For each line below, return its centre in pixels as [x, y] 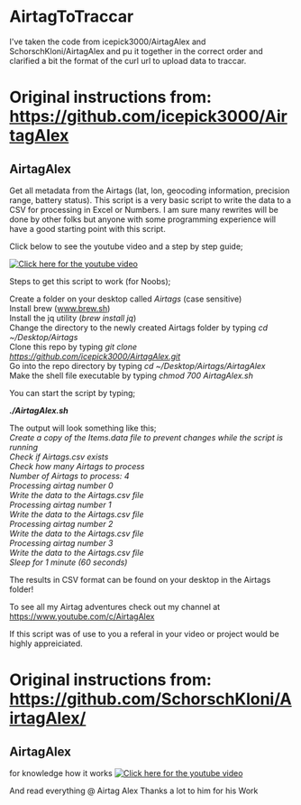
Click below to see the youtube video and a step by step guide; [126, 246]
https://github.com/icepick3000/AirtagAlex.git [95, 356]
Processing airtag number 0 [61, 486]
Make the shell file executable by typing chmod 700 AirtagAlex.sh [132, 375]
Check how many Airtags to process [77, 466]
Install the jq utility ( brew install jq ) [73, 318]
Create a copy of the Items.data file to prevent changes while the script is [146, 437]
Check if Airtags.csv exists [59, 457]
